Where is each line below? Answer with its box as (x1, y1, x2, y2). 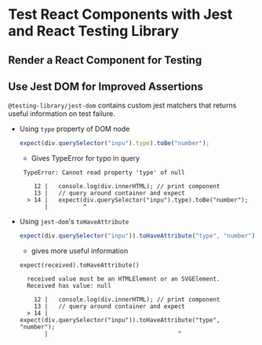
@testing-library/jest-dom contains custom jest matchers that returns (8, 100, 237, 111)
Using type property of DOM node (19, 124, 130, 134)
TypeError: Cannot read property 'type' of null (23, 169, 186, 177)
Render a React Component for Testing (8, 53, 202, 67)
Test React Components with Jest (8, 5, 233, 24)
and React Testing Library (8, 22, 180, 40)
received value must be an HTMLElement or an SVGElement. (27, 275, 220, 283)
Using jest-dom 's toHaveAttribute (19, 217, 129, 227)
